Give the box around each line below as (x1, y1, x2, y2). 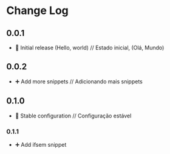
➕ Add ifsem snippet (15, 141, 67, 148)
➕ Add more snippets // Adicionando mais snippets (15, 77, 143, 85)
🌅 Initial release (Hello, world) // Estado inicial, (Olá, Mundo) (15, 44, 165, 51)
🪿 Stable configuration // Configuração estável (15, 112, 132, 119)
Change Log (6, 4, 69, 18)
